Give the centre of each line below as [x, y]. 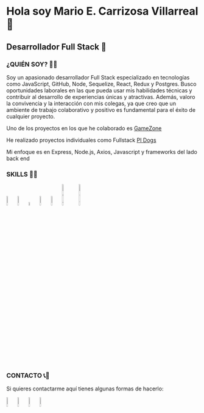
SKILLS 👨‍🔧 [22, 174]
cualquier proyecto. [31, 116]
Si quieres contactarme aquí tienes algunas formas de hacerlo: [85, 389]
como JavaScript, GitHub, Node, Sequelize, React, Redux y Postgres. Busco [101, 84]
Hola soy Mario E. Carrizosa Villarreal [102, 11]
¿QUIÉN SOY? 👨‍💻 [32, 64]
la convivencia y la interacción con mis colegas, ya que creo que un [91, 103]
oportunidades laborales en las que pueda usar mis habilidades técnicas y [99, 90]
